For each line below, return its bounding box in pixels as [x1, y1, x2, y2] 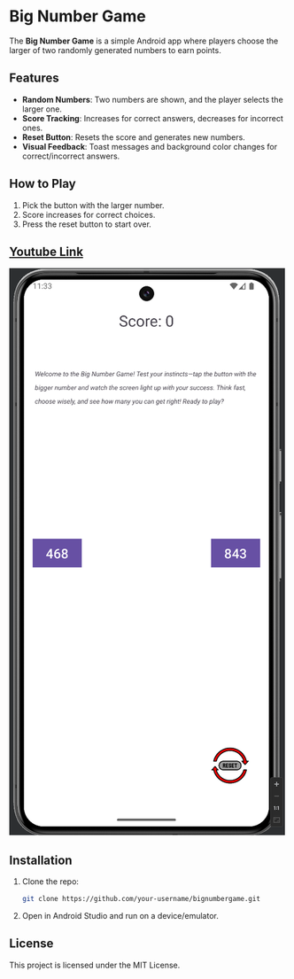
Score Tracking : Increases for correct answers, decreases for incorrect [21, 113, 283, 123]
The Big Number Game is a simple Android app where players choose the [9, 35, 279, 46]
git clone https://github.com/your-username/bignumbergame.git [21, 895, 261, 904]
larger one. [21, 104, 62, 114]
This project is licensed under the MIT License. [9, 960, 181, 970]
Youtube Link [9, 244, 84, 259]
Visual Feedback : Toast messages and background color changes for [21, 141, 277, 152]
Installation [9, 852, 73, 867]
